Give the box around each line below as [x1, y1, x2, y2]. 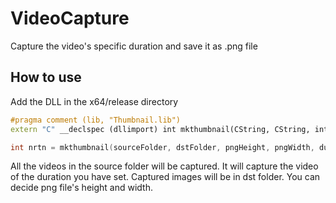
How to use [10, 69, 82, 86]
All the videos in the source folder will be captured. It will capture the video [10, 160, 319, 172]
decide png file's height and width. [10, 182, 153, 194]
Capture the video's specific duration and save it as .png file [10, 40, 258, 52]
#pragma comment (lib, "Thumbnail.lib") [10, 115, 182, 125]
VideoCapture [10, 7, 130, 30]
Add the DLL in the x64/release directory [10, 95, 179, 107]
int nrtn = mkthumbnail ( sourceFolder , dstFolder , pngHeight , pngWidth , [10, 142, 315, 152]
